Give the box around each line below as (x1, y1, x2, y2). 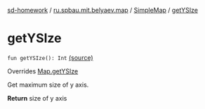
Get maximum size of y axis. (7, 80, 89, 89)
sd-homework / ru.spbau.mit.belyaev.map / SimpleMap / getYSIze (7, 6, 199, 14)
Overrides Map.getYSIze (7, 66, 79, 75)
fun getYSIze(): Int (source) (7, 53, 93, 61)
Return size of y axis (7, 94, 67, 102)
